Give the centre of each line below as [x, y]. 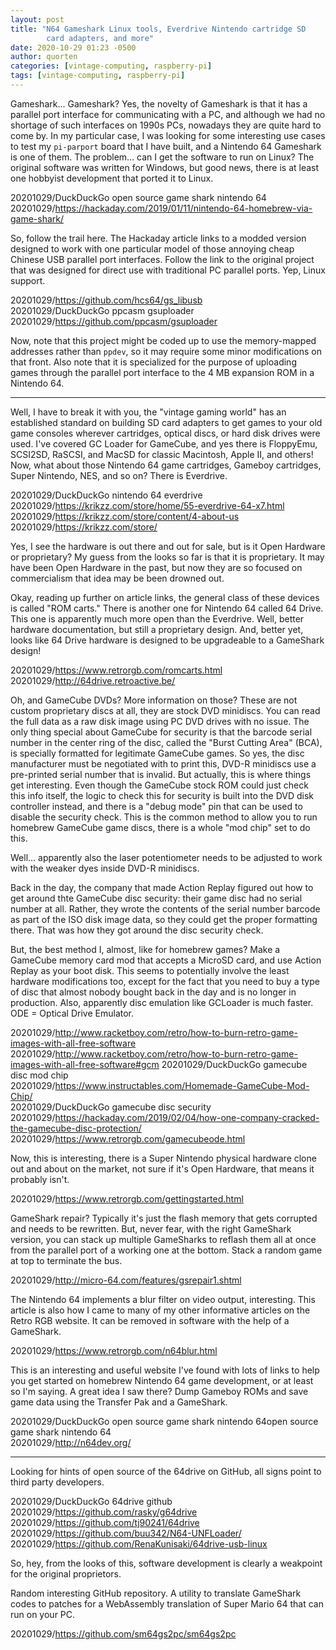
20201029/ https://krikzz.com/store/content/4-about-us [125, 516]
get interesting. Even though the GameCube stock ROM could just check [159, 785]
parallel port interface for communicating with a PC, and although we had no [168, 114]
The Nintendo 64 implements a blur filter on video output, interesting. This [163, 1299]
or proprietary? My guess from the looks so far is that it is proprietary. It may [167, 557]
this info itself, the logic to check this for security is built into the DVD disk [162, 795]
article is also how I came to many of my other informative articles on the [160, 1310]
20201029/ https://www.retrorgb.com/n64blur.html [114, 1350]
